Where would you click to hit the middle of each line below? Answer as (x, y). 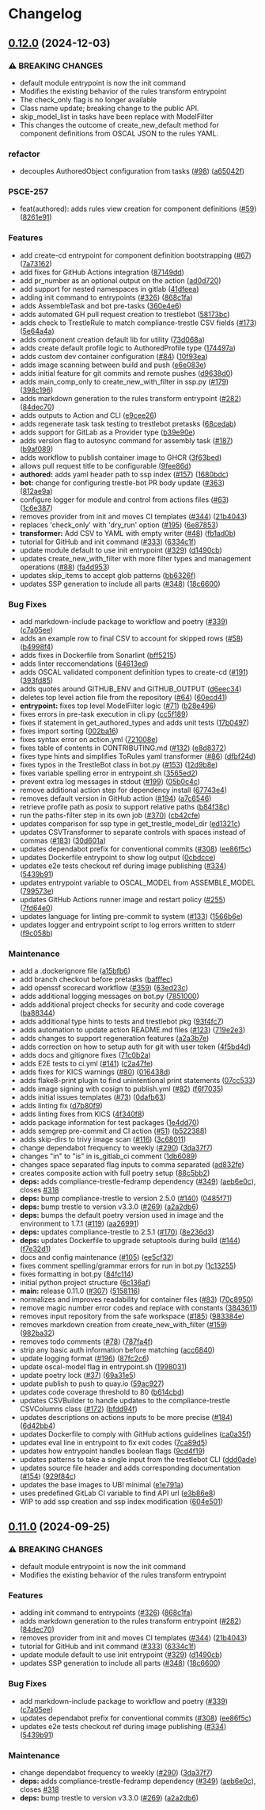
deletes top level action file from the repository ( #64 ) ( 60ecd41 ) (123, 698)
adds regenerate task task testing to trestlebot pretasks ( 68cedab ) (128, 423)
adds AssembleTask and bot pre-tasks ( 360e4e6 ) (100, 305)
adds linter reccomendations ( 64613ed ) (84, 664)
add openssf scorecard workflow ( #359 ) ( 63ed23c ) (104, 988)
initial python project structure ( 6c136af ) (85, 1283)
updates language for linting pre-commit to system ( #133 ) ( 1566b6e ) (131, 916)
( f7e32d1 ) (35, 1249)
